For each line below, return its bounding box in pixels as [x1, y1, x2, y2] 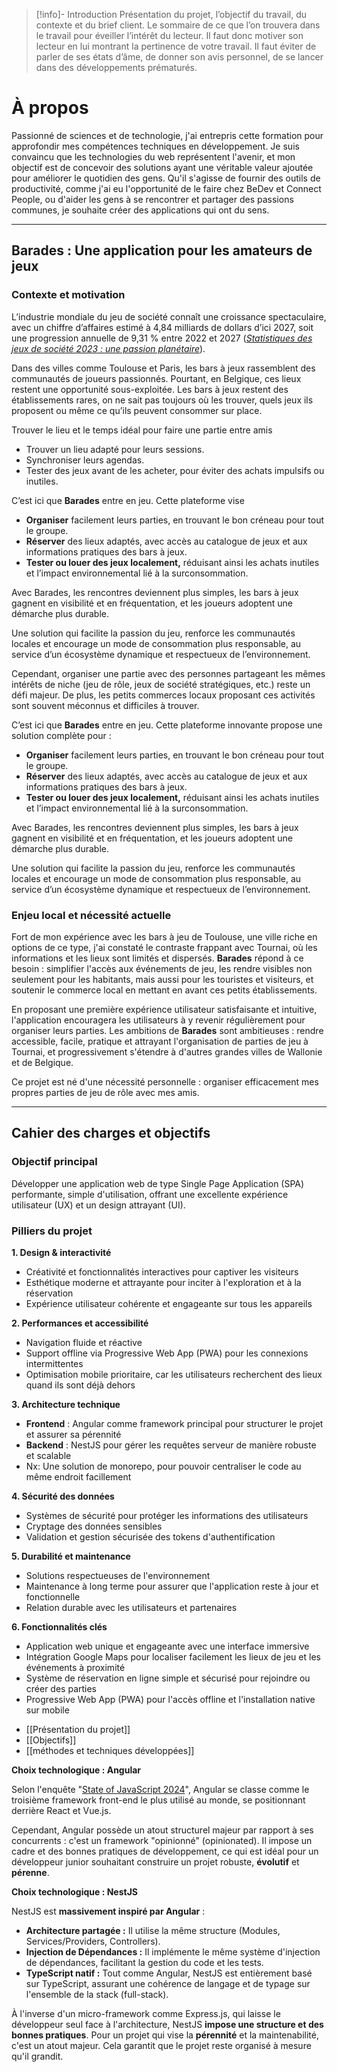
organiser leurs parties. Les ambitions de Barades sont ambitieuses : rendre [11, 1024, 324, 1036]
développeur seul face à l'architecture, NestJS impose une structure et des [11, 2018, 324, 2030]
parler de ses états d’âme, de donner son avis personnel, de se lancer [35, 51, 324, 63]
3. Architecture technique [11, 1398, 121, 1410]
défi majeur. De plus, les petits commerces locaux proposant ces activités [11, 689, 316, 701]
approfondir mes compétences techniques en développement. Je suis [11, 140, 300, 152]
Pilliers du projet [11, 1224, 93, 1238]
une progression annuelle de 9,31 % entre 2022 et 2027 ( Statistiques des [11, 332, 313, 344]
